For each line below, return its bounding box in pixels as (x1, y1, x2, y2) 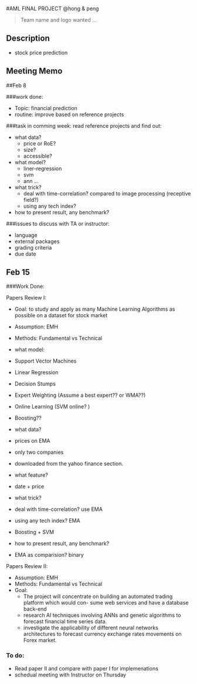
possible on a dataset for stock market (14, 312, 108, 319)
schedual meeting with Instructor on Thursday (14, 671, 127, 678)
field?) (23, 196, 39, 203)
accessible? (23, 152, 53, 160)
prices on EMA (14, 437, 50, 444)
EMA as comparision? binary (14, 552, 84, 559)
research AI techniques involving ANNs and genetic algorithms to (23, 612, 181, 619)
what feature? (14, 472, 49, 479)
